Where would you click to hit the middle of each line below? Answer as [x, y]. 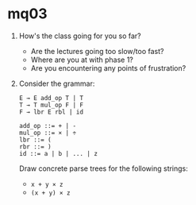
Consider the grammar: [57, 83]
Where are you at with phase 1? [82, 60]
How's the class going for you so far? [80, 36]
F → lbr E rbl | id [51, 112]
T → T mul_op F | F [51, 105]
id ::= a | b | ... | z [58, 153]
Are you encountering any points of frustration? [108, 68]
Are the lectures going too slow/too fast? [97, 51]
